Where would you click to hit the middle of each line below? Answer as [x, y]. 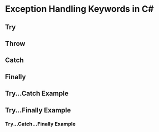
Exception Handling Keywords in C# [79, 9]
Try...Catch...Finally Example [40, 124]
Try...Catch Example [37, 94]
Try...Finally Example [38, 110]
